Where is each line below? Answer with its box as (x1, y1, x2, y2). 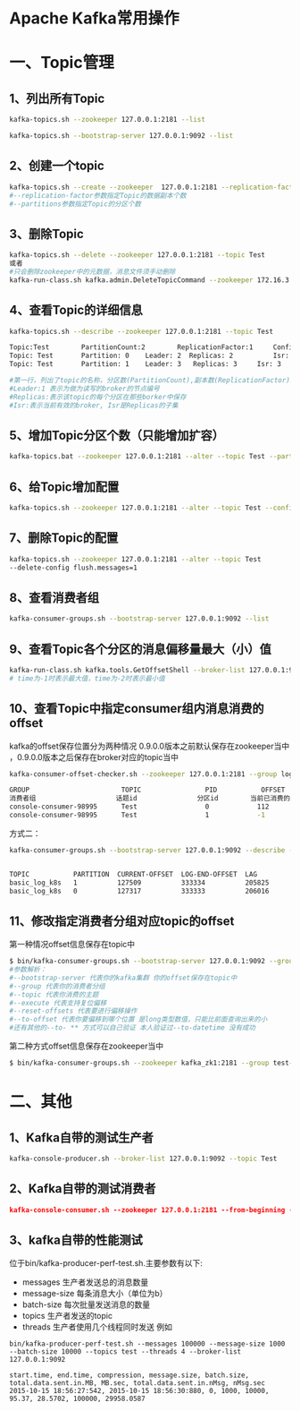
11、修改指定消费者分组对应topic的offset (9, 913, 235, 928)
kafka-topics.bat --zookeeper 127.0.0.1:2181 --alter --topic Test (9, 452, 266, 461)
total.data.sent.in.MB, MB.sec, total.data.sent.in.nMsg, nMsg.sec (9, 1379, 266, 1388)
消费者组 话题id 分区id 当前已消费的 (9, 794, 290, 803)
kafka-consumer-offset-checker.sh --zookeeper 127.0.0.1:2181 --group (9, 769, 278, 779)
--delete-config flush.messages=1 (9, 563, 138, 572)
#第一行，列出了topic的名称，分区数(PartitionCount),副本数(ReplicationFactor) (9, 376, 290, 385)
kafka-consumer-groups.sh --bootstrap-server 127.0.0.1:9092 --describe (9, 845, 286, 855)
